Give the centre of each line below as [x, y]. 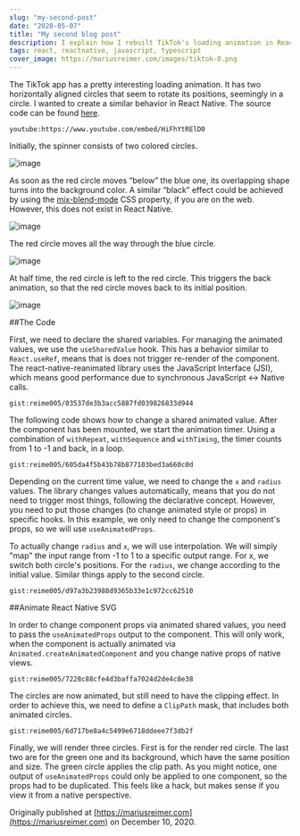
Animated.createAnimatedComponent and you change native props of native [145, 653]
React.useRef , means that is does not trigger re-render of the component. [144, 359]
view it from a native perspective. [71, 795]
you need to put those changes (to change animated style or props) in [138, 510]
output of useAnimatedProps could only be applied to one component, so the [148, 776]
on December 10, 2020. [153, 822]
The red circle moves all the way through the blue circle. [112, 243]
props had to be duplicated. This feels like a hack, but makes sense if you [144, 786]
